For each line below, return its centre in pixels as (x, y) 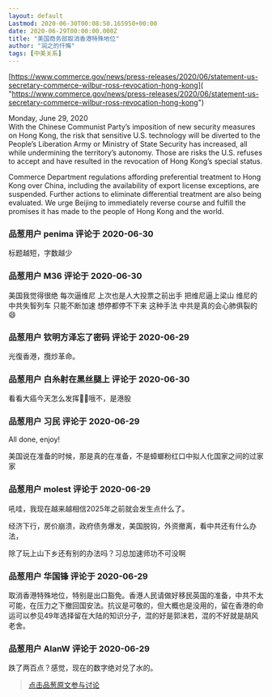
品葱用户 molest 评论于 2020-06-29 (80, 490)
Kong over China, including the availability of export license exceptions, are (134, 186)
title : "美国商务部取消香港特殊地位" (64, 38)
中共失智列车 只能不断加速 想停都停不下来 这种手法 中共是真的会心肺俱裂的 (133, 306)
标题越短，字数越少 (40, 253)
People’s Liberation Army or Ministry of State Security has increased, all (128, 144)
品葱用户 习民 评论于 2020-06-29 (74, 421)
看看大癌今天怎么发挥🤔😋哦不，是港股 (70, 399)
